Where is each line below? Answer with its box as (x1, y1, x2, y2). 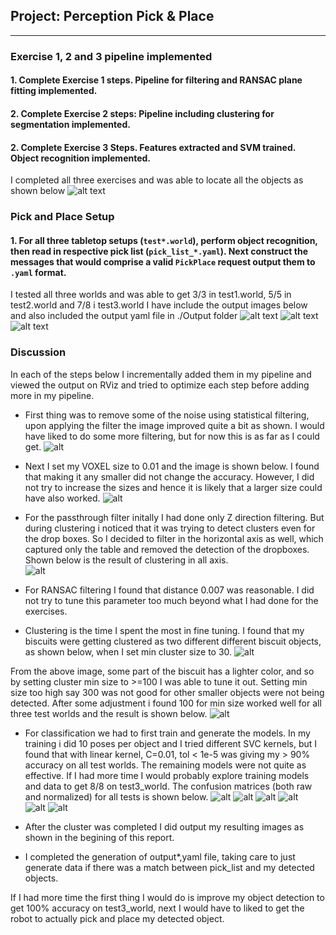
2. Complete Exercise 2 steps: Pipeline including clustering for (10, 107, 275, 119)
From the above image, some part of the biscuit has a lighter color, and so (10, 665, 315, 677)
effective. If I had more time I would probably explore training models (24, 769, 310, 781)
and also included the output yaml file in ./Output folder (10, 310, 238, 322)
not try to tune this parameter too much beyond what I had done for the (24, 594, 319, 606)
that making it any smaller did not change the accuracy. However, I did (24, 470, 315, 483)
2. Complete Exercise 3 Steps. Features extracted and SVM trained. (10, 141, 296, 153)
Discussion (10, 345, 67, 359)
